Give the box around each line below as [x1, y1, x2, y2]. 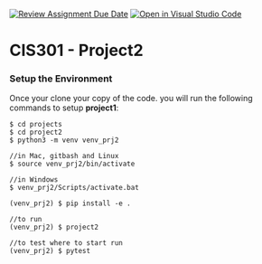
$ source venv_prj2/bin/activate [9, 159, 136, 169]
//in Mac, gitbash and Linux [9, 152, 119, 161]
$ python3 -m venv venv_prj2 [9, 136, 119, 145]
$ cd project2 [9, 127, 63, 137]
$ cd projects [9, 120, 63, 129]
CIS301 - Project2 [9, 41, 144, 61]
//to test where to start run [9, 239, 124, 248]
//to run [9, 215, 42, 224]
